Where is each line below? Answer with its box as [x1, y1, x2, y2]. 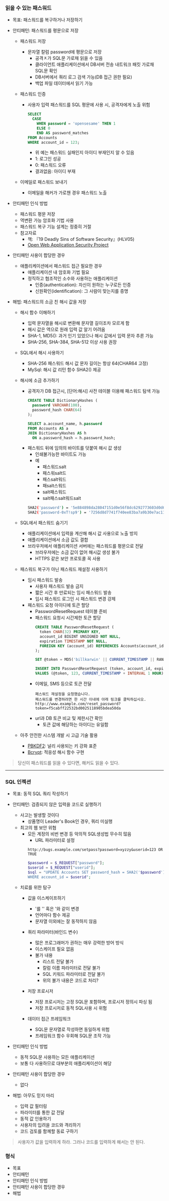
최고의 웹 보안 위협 [20, 825, 57, 831]
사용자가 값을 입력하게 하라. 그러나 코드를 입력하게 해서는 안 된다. [17, 1139, 145, 1145]
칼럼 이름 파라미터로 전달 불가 [42, 965, 101, 971]
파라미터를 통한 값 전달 [20, 1109, 65, 1115]
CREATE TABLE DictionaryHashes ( [27, 398, 98, 403]
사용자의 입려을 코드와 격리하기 [20, 1122, 81, 1128]
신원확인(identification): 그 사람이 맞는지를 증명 [35, 288, 129, 294]
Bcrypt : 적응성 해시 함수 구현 [27, 749, 84, 755]
